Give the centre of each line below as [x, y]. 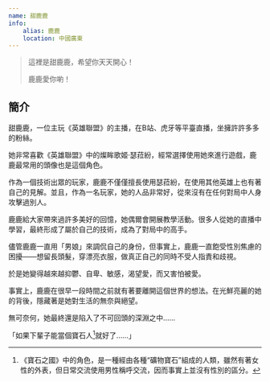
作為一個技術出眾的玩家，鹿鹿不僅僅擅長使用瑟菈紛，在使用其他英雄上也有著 [135, 183]
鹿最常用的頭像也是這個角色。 [57, 165]
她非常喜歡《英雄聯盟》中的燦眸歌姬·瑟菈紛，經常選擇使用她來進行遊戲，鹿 [133, 155]
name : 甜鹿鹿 [28, 16]
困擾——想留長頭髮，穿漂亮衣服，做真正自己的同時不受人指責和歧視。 [125, 257]
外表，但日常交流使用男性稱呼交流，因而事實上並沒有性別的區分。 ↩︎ [147, 370]
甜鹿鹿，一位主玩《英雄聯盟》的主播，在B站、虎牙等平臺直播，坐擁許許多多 [134, 128]
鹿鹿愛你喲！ [49, 79]
